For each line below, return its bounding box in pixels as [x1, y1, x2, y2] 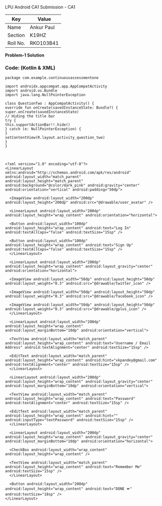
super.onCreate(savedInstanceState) [5, 110, 79, 115]
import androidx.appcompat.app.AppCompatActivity [5, 84, 108, 89]
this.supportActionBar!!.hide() [5, 122, 70, 127]
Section [7, 32, 25, 39]
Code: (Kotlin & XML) [5, 64, 56, 71]
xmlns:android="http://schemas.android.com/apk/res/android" [5, 170, 131, 175]
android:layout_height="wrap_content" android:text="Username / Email [5, 341, 151, 346]
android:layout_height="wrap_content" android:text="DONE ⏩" [5, 487, 132, 491]
